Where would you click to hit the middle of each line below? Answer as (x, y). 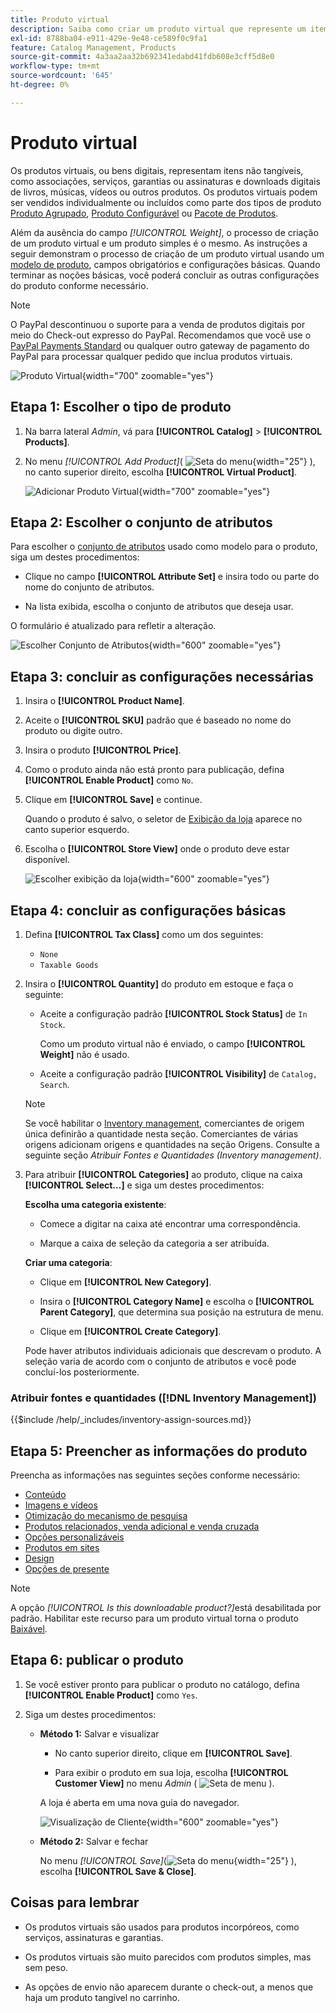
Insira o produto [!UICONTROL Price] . (103, 750)
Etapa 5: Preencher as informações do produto (159, 1451)
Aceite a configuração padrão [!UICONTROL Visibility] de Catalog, (178, 1073)
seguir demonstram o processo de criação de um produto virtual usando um (167, 253)
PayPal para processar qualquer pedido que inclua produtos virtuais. (151, 356)
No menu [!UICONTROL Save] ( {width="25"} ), (168, 1860)
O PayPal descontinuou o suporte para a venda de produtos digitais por (158, 324)
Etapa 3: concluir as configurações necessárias (162, 676)
